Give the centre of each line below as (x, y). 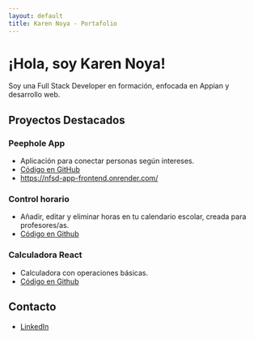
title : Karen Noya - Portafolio (63, 24)
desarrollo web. (34, 95)
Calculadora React (45, 255)
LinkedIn (34, 326)
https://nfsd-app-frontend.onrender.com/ (89, 178)
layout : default (36, 16)
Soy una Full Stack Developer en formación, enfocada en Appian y (119, 86)
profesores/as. (44, 225)
